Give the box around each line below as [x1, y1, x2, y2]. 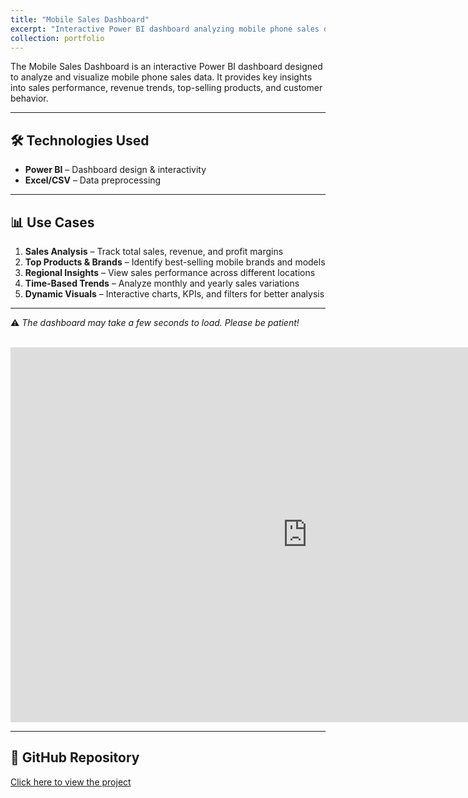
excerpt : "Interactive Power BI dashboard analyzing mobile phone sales [10, 24, 320, 34]
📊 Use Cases [10, 214, 95, 231]
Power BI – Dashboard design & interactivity [24, 164, 207, 176]
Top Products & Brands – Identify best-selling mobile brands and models [24, 256, 326, 268]
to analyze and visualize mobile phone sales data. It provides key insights [10, 71, 313, 83]
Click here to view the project [10, 776, 132, 788]
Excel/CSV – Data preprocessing [24, 174, 162, 186]
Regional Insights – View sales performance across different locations [24, 267, 316, 278]
